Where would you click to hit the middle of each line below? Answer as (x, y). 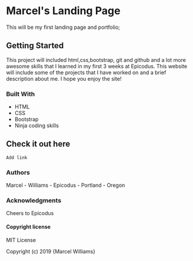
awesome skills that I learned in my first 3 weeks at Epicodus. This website (96, 66)
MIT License (21, 240)
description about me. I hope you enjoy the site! (64, 78)
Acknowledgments (34, 200)
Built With (21, 94)
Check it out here (38, 144)
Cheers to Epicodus (30, 213)
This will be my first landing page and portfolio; (63, 27)
